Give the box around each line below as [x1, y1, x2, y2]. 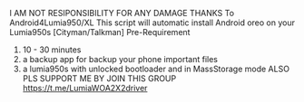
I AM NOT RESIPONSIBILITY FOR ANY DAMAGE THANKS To [9, 8, 234, 18]
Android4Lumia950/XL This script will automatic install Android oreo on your [9, 17, 295, 28]
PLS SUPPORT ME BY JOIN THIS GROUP [22, 73, 177, 84]
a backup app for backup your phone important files [22, 54, 219, 64]
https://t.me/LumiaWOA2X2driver [22, 83, 148, 93]
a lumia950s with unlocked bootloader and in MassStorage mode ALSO [22, 63, 290, 74]
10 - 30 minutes [22, 44, 82, 55]
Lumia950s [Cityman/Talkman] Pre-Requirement [9, 27, 191, 37]
